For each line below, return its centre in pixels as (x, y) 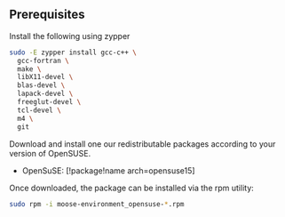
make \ (29, 69)
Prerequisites (47, 15)
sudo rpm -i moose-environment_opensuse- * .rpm (97, 204)
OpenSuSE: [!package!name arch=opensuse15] (108, 170)
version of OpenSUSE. (50, 153)
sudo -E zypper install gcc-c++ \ (73, 52)
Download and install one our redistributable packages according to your (142, 144)
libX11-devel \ (45, 77)
